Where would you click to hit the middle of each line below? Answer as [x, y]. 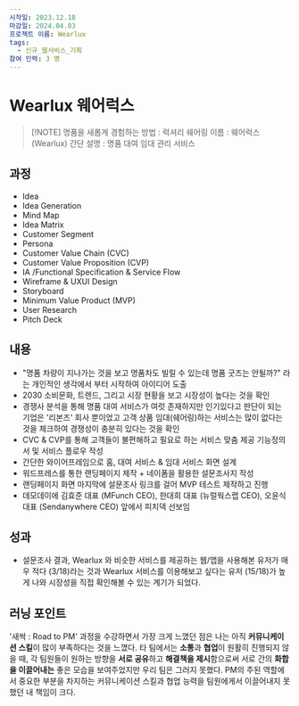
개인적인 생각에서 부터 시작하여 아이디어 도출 [109, 383]
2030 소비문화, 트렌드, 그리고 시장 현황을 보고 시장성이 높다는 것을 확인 [146, 395]
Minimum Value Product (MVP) [79, 300]
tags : [19, 42]
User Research [50, 309]
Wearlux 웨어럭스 [72, 106]
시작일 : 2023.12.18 [42, 17]
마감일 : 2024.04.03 [42, 26]
